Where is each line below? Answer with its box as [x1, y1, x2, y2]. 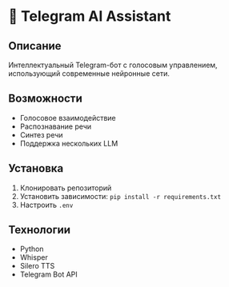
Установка [8, 161, 64, 175]
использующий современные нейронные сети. [8, 69, 170, 78]
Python [19, 244, 44, 254]
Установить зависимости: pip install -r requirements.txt [19, 191, 222, 201]
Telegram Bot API [19, 269, 78, 279]
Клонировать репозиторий [19, 183, 112, 193]
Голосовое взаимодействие [19, 113, 116, 122]
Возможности [8, 92, 82, 106]
